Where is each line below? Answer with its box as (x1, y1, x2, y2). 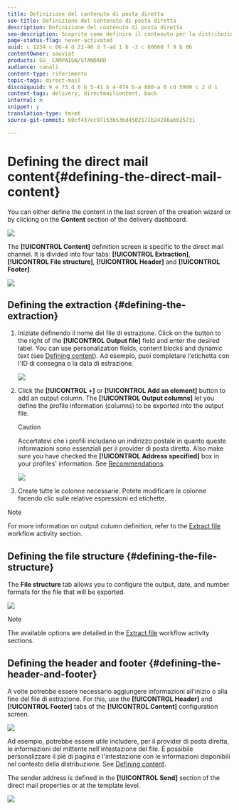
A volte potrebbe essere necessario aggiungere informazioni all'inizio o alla (7, 687, 228, 695)
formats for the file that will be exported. (7, 588, 126, 596)
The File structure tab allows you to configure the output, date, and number (7, 580, 230, 589)
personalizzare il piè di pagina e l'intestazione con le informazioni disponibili (7, 752, 230, 760)
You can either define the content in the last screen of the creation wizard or (7, 207, 231, 216)
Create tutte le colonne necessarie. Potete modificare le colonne (17, 486, 207, 496)
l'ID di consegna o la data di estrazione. (17, 359, 134, 368)
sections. (7, 636, 34, 645)
